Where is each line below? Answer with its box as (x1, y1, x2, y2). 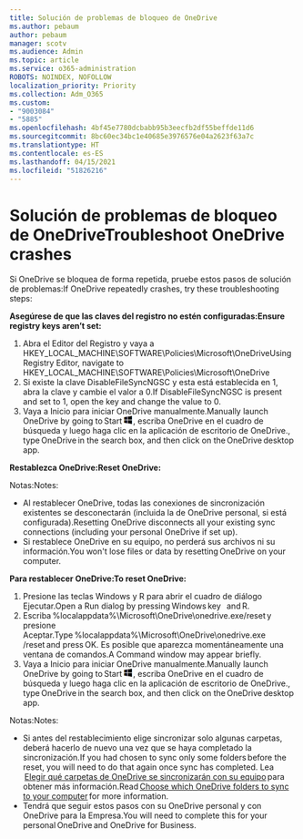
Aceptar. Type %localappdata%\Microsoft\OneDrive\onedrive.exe (22, 629, 267, 640)
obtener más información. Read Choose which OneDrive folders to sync (22, 781, 289, 793)
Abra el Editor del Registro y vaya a (22, 338, 155, 349)
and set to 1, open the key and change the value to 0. (22, 396, 221, 407)
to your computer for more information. (22, 791, 169, 802)
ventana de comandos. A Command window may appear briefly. (22, 649, 262, 660)
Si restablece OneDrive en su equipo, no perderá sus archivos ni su (22, 537, 276, 547)
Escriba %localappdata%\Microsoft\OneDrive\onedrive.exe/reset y (22, 610, 272, 621)
